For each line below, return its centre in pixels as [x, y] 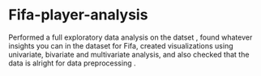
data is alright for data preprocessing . [72, 63]
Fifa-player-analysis [78, 15]
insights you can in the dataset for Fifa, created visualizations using [121, 45]
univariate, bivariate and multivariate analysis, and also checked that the [129, 54]
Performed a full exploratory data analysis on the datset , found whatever [130, 37]
